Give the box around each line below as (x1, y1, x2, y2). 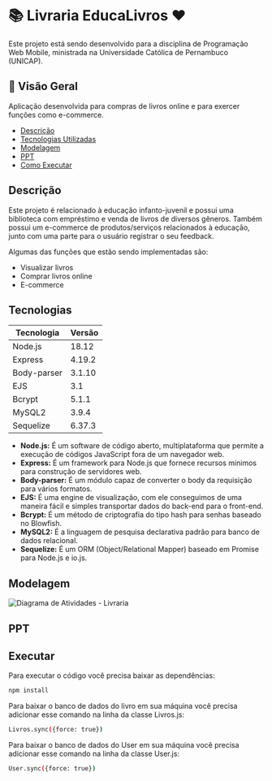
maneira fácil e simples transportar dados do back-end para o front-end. (19, 501, 264, 511)
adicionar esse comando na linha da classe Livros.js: (8, 710, 185, 719)
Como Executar (19, 160, 72, 170)
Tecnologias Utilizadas (19, 134, 97, 144)
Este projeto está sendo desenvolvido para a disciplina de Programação (8, 38, 249, 49)
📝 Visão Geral (8, 80, 79, 93)
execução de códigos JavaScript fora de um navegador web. (19, 450, 225, 460)
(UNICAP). (8, 56, 43, 66)
